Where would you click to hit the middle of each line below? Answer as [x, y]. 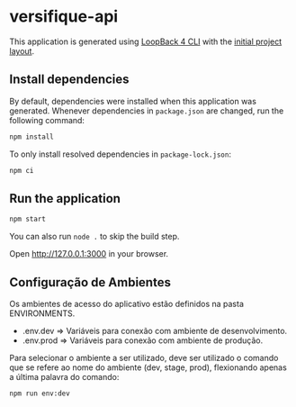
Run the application [65, 199]
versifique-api [64, 17]
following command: [47, 120]
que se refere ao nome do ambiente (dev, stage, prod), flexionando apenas [148, 367]
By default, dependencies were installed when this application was [133, 101]
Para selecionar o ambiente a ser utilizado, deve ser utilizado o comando [144, 358]
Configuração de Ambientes [90, 282]
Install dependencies [69, 80]
